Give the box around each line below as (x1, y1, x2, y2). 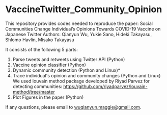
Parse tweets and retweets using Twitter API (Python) (12, 56, 125, 62)
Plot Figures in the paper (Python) (12, 94, 84, 100)
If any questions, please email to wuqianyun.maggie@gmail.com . (5, 104, 142, 110)
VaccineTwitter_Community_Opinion (5, 4, 162, 15)
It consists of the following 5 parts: (5, 46, 78, 52)
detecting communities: (12, 83, 63, 90)
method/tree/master (12, 89, 55, 95)
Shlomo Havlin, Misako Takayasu (5, 37, 75, 43)
